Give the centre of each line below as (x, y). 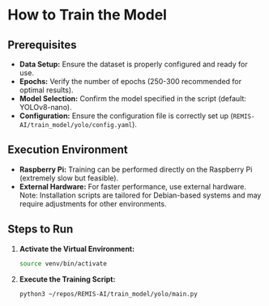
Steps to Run (41, 229)
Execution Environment (68, 150)
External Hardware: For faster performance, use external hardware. (132, 186)
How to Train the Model (88, 15)
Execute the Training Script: (67, 279)
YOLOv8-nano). (45, 107)
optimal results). (46, 90)
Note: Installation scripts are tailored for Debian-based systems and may (140, 195)
